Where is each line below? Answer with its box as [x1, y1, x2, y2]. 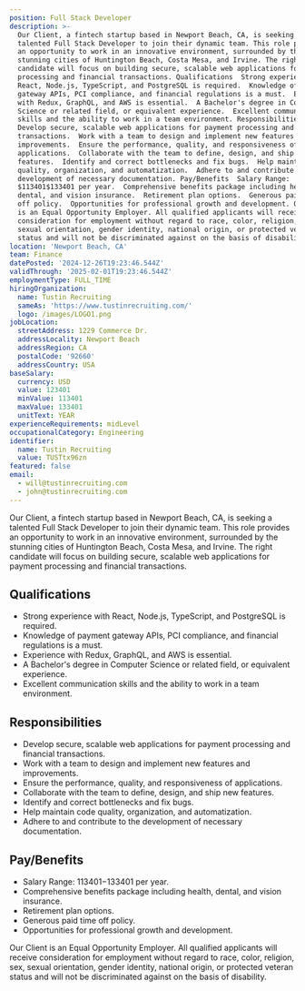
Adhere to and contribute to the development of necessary [22, 816, 243, 827]
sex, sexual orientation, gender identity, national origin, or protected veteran [9, 962, 293, 973]
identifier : [9, 436, 54, 446]
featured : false [9, 461, 71, 471]
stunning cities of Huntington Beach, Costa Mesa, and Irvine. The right [9, 541, 273, 551]
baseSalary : [9, 369, 54, 378]
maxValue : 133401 [17, 402, 84, 412]
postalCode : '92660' [17, 351, 95, 360]
